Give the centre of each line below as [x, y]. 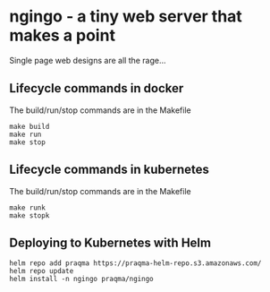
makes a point [63, 35]
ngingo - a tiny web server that [126, 17]
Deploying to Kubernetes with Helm [110, 242]
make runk [28, 208]
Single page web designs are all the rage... [88, 60]
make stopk [30, 215]
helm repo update [42, 271]
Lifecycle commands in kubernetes [110, 170]
